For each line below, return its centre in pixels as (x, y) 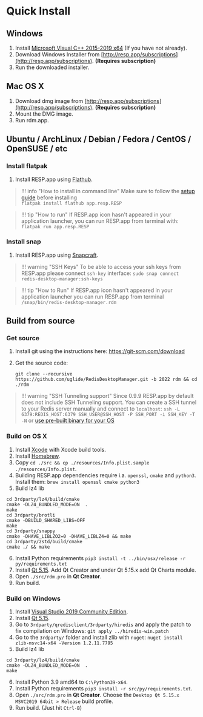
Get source (23, 339)
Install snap (24, 242)
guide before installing (49, 197)
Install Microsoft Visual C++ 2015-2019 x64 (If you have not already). (101, 48)
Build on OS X (27, 436)
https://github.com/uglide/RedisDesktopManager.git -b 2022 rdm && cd (106, 380)
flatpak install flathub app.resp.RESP (72, 203)
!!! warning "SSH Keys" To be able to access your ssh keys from (101, 266)
